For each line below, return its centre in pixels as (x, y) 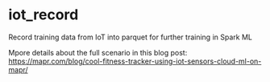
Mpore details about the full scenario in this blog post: (98, 52)
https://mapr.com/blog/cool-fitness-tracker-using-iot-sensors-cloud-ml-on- (135, 61)
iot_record (44, 15)
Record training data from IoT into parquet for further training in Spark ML (130, 37)
